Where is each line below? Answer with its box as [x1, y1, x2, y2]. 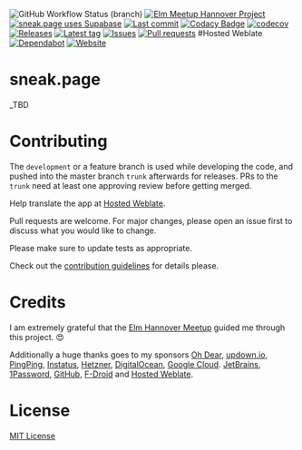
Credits [9, 292, 66, 313]
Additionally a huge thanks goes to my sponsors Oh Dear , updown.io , [9, 349, 268, 360]
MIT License [9, 430, 56, 441]
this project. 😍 [9, 331, 65, 342]
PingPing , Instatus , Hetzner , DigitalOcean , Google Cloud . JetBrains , [9, 358, 261, 369]
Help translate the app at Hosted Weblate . [9, 198, 166, 209]
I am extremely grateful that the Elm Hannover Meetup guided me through [9, 322, 286, 333]
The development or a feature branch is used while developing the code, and [9, 161, 293, 171]
